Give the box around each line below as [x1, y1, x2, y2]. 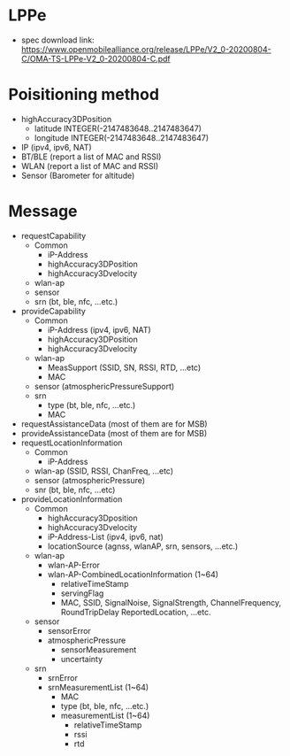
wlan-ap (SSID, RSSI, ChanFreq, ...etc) [34, 466, 174, 476]
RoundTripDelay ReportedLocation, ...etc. [60, 606, 211, 617]
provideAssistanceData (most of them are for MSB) [20, 428, 208, 438]
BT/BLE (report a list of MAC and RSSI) [20, 151, 162, 162]
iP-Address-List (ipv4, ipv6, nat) [47, 531, 164, 542]
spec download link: [20, 35, 95, 45]
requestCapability [20, 230, 87, 241]
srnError [47, 672, 79, 683]
